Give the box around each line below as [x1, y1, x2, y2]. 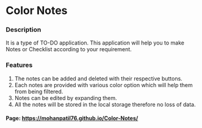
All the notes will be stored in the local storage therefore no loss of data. [14, 101, 196, 108]
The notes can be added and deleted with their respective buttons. [14, 74, 182, 82]
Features [5, 61, 33, 69]
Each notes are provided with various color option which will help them [14, 81, 193, 88]
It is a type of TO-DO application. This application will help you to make [5, 39, 184, 46]
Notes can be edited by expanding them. [14, 94, 117, 101]
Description [5, 26, 41, 34]
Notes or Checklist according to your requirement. [5, 46, 132, 53]
